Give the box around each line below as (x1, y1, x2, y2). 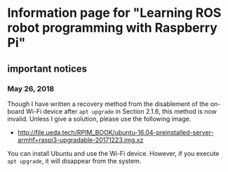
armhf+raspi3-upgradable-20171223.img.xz (17, 135, 144, 144)
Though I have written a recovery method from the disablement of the (7, 100, 209, 108)
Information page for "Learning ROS (7, 5, 222, 21)
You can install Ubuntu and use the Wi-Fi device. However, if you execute (7, 149, 220, 157)
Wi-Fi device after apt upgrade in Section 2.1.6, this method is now (25, 107, 217, 115)
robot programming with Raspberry (7, 20, 217, 36)
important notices (7, 62, 88, 74)
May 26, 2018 (7, 84, 55, 93)
